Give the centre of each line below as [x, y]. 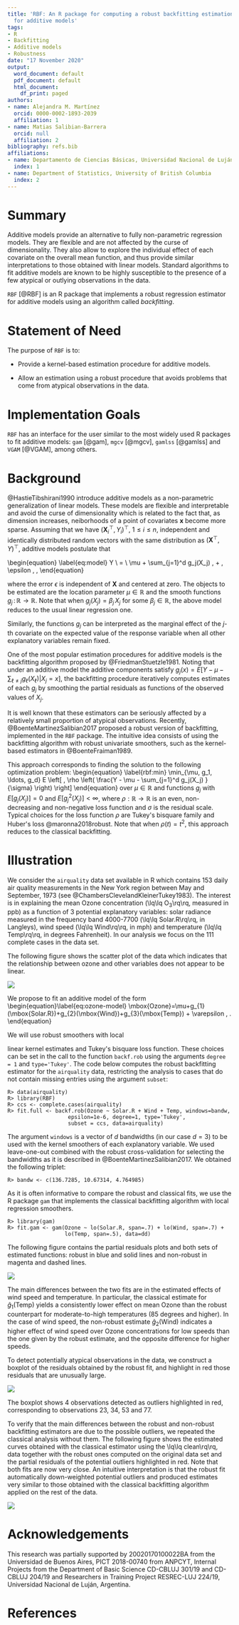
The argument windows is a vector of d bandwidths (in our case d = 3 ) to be [117, 1137]
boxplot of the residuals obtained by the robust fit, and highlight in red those [119, 1368]
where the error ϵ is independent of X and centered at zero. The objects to [116, 584]
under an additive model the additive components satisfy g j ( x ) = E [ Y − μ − [116, 670]
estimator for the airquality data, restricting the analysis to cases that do [115, 1072]
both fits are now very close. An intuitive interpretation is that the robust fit [116, 1469]
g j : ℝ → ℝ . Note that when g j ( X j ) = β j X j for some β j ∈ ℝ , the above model [115, 602]
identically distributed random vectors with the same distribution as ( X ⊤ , [113, 540]
